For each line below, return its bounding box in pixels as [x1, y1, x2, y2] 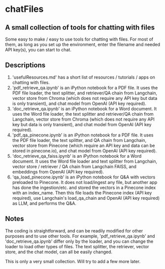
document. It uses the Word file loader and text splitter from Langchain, [12, 158, 158, 164]
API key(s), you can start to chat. [5, 47, 71, 52]
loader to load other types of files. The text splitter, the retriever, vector [5, 243, 149, 249]
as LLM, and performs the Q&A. [12, 200, 76, 206]
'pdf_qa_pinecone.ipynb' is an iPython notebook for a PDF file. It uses [12, 132, 154, 138]
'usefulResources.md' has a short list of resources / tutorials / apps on [12, 74, 155, 80]
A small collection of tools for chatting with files [5, 23, 155, 32]
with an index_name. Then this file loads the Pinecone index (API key [12, 189, 152, 196]
